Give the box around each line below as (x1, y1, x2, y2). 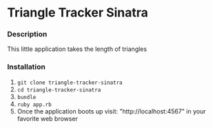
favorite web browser (17, 114, 78, 122)
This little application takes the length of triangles (7, 45, 147, 53)
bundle (17, 94, 37, 100)
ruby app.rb (17, 101, 52, 108)
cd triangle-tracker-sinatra (17, 86, 101, 94)
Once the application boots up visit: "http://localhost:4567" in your (17, 107, 206, 115)
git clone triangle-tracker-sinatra (17, 79, 123, 86)
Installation (7, 62, 46, 72)
